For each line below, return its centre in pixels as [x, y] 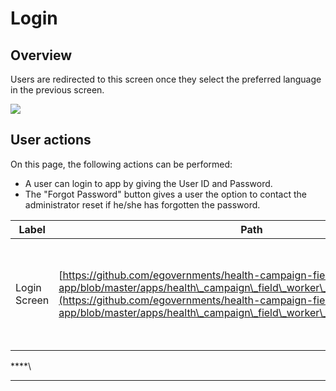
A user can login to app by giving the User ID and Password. [148, 183]
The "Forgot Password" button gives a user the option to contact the [165, 194]
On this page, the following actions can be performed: [121, 164]
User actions [51, 140]
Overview [41, 55]
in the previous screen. [57, 90]
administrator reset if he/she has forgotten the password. [142, 204]
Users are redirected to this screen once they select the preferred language [166, 79]
